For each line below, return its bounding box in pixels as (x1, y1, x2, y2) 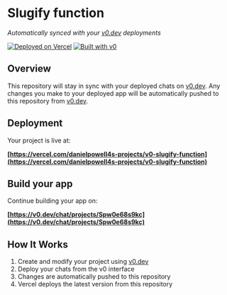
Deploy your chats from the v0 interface (17, 265, 135, 274)
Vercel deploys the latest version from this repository (17, 280, 173, 289)
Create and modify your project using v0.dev (17, 257, 149, 266)
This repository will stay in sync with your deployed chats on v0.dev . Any (7, 82, 221, 90)
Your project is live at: (7, 136, 71, 145)
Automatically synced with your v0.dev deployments (7, 28, 161, 37)
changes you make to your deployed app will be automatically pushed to (7, 89, 219, 97)
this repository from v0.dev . (7, 96, 89, 105)
